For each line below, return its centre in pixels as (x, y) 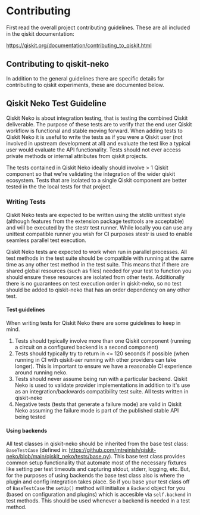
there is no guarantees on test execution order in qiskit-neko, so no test (94, 283)
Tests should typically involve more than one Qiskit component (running (103, 341)
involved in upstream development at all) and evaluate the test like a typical (98, 143)
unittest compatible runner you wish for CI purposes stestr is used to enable (99, 234)
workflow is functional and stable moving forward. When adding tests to (94, 131)
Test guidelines (26, 310)
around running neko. (41, 373)
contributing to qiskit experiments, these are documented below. (85, 85)
